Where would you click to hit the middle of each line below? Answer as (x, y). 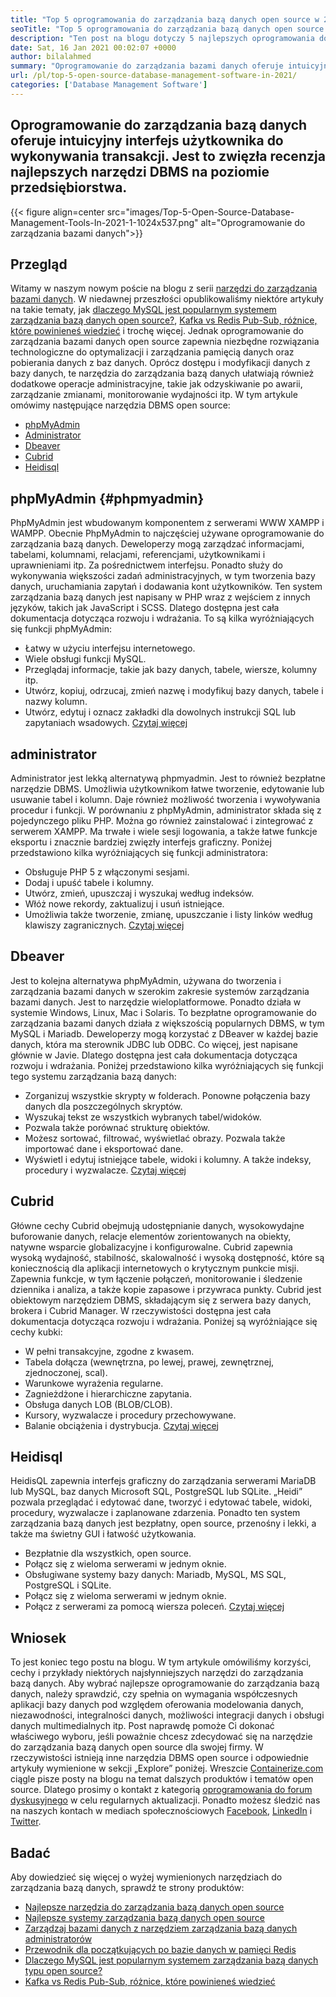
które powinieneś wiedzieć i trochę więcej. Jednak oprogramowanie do (157, 331)
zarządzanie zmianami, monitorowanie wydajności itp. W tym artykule (154, 395)
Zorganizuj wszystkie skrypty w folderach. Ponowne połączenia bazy (167, 1095)
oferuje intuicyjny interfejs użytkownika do (147, 141)
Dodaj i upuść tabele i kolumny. (89, 882)
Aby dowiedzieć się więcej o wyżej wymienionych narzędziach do (146, 1877)
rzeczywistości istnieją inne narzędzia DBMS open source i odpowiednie (159, 1758)
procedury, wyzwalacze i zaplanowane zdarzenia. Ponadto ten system (155, 1513)
